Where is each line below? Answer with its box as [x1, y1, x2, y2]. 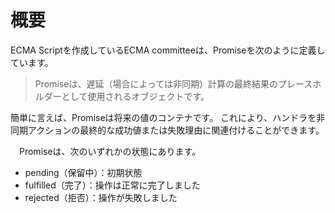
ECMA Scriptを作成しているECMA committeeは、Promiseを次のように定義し [10, 44, 326, 56]
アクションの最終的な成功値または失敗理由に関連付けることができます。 [27, 124, 325, 136]
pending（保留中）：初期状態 [24, 166, 143, 178]
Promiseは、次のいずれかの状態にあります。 [18, 145, 202, 157]
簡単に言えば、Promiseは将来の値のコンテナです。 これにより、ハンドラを [10, 111, 317, 123]
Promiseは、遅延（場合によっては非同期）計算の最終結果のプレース [34, 77, 313, 90]
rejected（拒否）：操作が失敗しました [24, 191, 178, 203]
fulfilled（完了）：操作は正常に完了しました [24, 179, 201, 191]
